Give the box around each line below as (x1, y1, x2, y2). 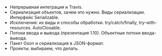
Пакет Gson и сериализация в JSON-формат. (9, 40, 105, 46)
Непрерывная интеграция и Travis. (9, 4, 83, 10)
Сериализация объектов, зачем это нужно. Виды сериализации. (9, 9, 145, 15)
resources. (9, 25, 32, 31)
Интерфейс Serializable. (9, 15, 59, 20)
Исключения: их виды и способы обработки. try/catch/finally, (9, 19, 138, 25)
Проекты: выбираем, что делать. (9, 46, 79, 51)
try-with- (139, 19, 157, 25)
